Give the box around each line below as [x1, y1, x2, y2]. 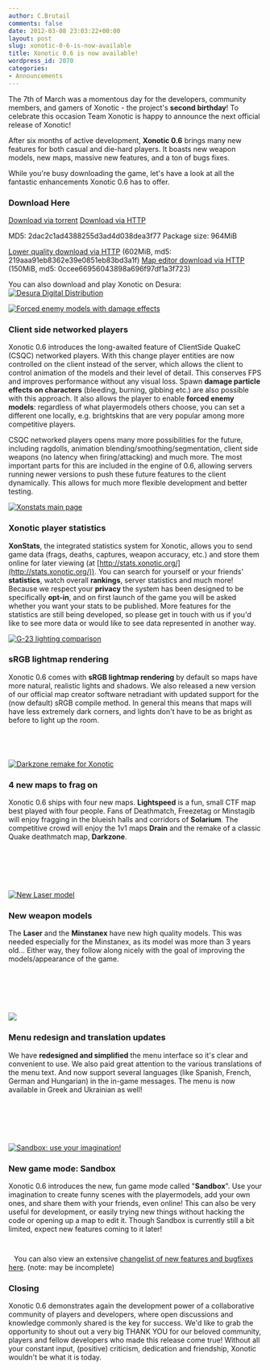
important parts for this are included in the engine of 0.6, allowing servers [8, 461, 252, 471]
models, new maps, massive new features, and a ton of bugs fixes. [8, 153, 230, 162]
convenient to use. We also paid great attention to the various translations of [8, 1059, 262, 1069]
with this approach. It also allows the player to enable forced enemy [8, 393, 235, 404]
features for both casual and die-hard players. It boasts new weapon [8, 144, 236, 153]
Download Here [8, 197, 71, 208]
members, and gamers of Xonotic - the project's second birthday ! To [8, 103, 239, 112]
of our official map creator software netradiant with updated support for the [8, 689, 260, 699]
